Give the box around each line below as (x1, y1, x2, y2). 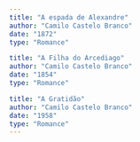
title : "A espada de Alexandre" (9, 12, 128, 22)
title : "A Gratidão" (9, 94, 86, 103)
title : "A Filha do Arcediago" (9, 54, 125, 63)
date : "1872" (9, 29, 58, 38)
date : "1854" (9, 70, 58, 80)
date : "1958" (9, 111, 58, 120)
